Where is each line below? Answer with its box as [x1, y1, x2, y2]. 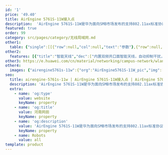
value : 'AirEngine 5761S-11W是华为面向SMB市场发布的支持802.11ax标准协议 [18, 123, 163, 128]
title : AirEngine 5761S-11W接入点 [5, 16, 75, 21]
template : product [5, 142, 43, 147]
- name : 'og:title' [14, 105, 55, 110]
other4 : [5, 63, 21, 68]
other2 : [5, 49, 21, 54]
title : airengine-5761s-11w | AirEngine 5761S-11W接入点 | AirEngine [9, 77, 155, 82]
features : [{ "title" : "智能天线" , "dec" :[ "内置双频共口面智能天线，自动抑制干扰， [9, 53, 165, 59]
